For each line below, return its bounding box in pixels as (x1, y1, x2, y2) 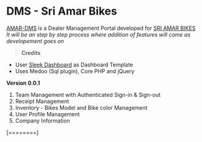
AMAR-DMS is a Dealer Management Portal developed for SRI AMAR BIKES (6, 24, 196, 32)
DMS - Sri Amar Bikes (6, 4, 117, 18)
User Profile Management (15, 110, 81, 118)
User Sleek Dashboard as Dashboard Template (15, 61, 133, 68)
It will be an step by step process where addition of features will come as (6, 30, 191, 38)
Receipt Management (15, 98, 70, 105)
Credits (21, 49, 41, 56)
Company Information (15, 117, 70, 124)
